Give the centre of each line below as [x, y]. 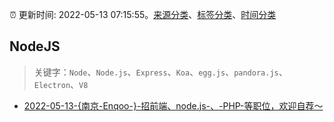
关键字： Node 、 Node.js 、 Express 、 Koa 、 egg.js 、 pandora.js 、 [160, 72]
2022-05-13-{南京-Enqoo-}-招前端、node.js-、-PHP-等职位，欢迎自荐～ [173, 105]
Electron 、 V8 [61, 84]
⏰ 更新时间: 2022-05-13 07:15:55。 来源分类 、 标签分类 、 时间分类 [143, 14]
